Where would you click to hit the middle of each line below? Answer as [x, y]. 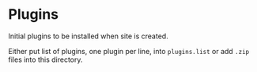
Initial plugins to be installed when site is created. [88, 36]
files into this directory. [45, 59]
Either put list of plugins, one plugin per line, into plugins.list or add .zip [129, 51]
